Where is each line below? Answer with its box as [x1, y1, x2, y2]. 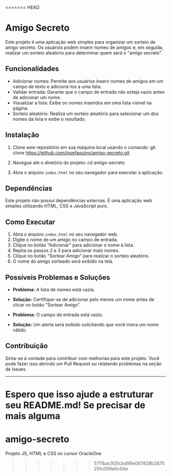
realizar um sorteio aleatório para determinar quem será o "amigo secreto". [5, 49, 163, 55]
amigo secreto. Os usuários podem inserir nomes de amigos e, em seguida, [5, 44, 164, 50]
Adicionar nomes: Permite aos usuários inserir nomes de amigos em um [12, 78, 164, 84]
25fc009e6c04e [94, 465, 128, 471]
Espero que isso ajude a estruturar [5, 389, 154, 400]
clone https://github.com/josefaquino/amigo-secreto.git [12, 150, 130, 156]
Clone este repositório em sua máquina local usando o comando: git [12, 144, 156, 150]
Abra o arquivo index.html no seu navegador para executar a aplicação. [12, 169, 164, 175]
